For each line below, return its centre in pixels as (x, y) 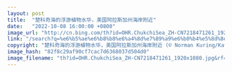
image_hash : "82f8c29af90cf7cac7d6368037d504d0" (78, 52)
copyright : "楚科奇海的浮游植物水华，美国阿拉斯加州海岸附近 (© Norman (100, 45)
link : (15, 39)
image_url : (23, 33)
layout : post (26, 13)
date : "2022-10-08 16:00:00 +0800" (61, 26)
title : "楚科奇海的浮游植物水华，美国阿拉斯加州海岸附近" (82, 20)
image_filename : (30, 58)
